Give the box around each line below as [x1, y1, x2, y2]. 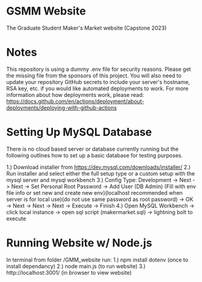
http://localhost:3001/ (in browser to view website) [6, 269, 132, 276]
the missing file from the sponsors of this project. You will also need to [6, 71, 182, 79]
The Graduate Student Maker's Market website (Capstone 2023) [6, 24, 167, 31]
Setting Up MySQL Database [6, 125, 152, 139]
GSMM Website [6, 4, 86, 18]
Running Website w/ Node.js [6, 236, 152, 249]
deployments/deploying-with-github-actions [6, 104, 117, 111]
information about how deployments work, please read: [6, 91, 144, 98]
